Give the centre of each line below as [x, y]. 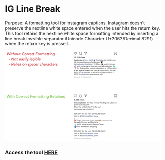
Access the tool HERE [31, 152]
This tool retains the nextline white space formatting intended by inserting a [82, 33]
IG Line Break [33, 9]
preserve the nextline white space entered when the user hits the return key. [82, 28]
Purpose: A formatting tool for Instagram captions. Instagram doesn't [75, 23]
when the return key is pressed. [37, 43]
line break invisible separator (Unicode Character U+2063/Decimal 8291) [79, 39]
